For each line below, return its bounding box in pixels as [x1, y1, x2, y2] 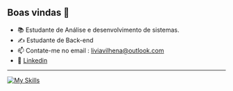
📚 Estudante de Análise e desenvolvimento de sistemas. [17, 26, 180, 34]
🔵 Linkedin [17, 56, 48, 64]
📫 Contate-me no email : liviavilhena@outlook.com [17, 46, 164, 54]
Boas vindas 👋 [7, 7, 70, 19]
